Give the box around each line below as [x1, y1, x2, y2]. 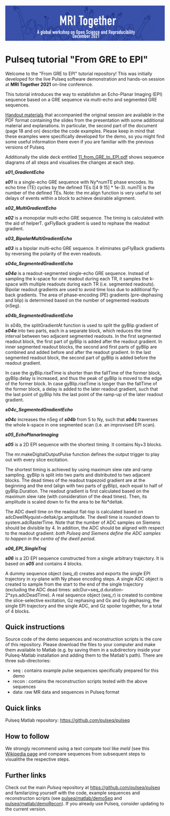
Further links [5, 771, 47, 779]
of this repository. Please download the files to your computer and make [5, 642, 156, 648]
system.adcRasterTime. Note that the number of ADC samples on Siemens [5, 519, 161, 525]
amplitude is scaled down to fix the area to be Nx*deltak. [5, 499, 124, 505]
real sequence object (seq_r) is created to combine [56, 592, 163, 598]
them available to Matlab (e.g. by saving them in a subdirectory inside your [5, 647, 161, 653]
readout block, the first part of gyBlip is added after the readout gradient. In [5, 338, 163, 344]
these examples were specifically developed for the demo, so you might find [5, 133, 165, 139]
